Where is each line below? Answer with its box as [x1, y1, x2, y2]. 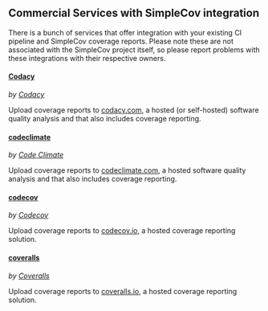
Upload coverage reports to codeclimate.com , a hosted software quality [8, 166, 246, 175]
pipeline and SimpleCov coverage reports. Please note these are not [8, 36, 234, 46]
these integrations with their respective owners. [8, 53, 166, 63]
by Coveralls [8, 271, 50, 280]
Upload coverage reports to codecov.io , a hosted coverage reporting [8, 226, 236, 235]
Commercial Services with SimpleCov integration [8, 6, 260, 20]
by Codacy [8, 90, 45, 100]
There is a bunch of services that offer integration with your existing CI [8, 27, 242, 37]
